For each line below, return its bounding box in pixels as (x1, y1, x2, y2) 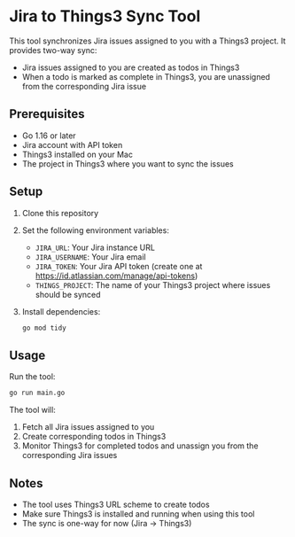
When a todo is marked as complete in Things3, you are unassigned (21, 71, 270, 82)
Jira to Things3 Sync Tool (9, 6, 201, 27)
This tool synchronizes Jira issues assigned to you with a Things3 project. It (9, 35, 286, 46)
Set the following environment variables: (21, 224, 170, 236)
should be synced (35, 289, 101, 300)
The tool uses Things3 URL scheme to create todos (21, 499, 210, 510)
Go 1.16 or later (21, 130, 77, 141)
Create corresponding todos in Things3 (21, 432, 167, 442)
